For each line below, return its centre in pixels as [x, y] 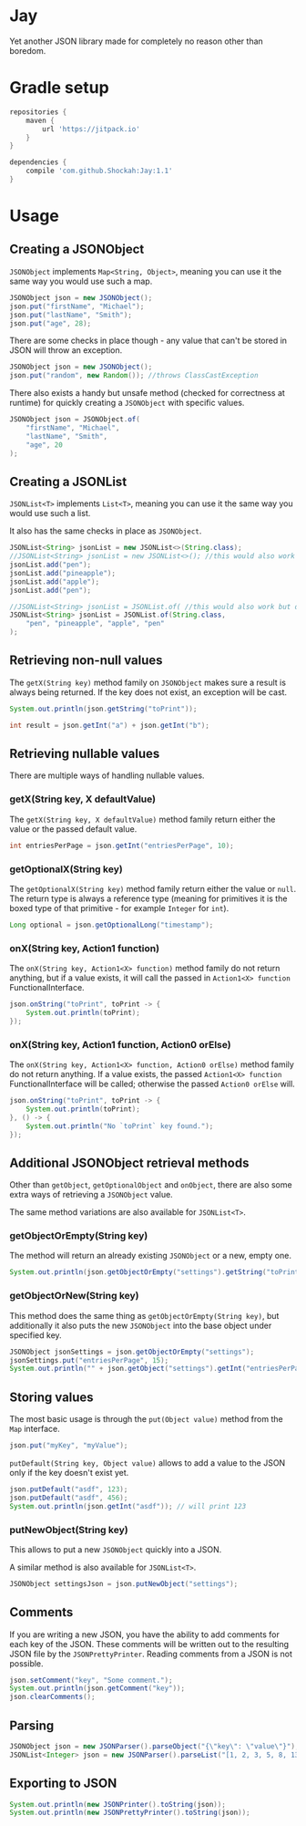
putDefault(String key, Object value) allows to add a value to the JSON [148, 1463]
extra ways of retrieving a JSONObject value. [91, 1195]
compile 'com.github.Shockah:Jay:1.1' [99, 171]
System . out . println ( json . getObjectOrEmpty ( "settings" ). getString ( [138, 1272]
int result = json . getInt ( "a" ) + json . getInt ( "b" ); [109, 725]
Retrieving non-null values [86, 661]
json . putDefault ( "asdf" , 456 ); [69, 1498]
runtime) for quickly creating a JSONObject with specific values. [127, 403]
